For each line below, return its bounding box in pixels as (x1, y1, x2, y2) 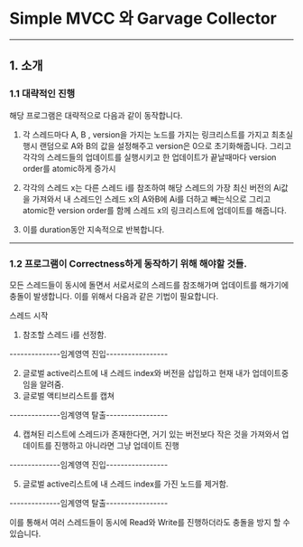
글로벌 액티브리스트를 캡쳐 (22, 390, 115, 401)
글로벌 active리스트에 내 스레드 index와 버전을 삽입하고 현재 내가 (22, 367, 251, 378)
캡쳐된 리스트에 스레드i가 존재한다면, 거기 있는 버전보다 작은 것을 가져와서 (22, 429, 280, 439)
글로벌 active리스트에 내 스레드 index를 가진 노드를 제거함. (22, 478, 229, 489)
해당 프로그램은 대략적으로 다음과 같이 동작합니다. (9, 109, 183, 120)
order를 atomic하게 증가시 (22, 163, 116, 174)
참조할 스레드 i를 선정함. (22, 329, 106, 340)
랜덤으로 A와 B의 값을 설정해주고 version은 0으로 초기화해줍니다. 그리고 (39, 140, 292, 151)
